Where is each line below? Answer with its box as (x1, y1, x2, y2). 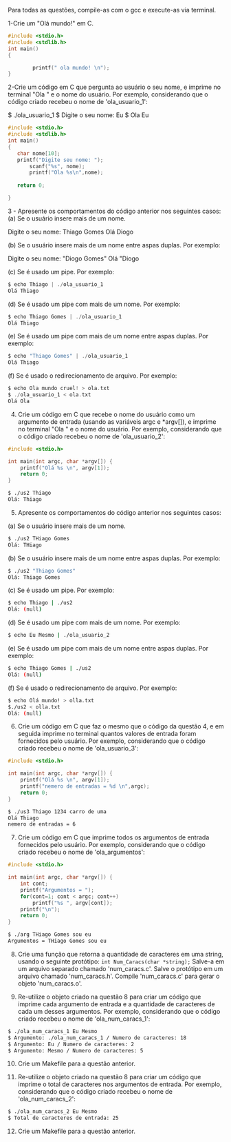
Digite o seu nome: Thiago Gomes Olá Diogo (8, 227, 134, 236)
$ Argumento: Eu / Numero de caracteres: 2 (8, 1041, 135, 1048)
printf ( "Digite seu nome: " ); (16, 156, 104, 163)
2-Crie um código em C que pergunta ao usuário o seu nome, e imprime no (8, 83, 221, 92)
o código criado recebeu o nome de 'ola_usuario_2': (17, 432, 166, 440)
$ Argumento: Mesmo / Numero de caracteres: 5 (8, 1047, 144, 1054)
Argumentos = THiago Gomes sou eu (8, 937, 107, 944)
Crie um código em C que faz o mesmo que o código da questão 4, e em (17, 722, 224, 731)
